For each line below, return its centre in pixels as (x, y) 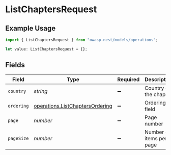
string (41, 91)
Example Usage (31, 28)
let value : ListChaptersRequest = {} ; (46, 49)
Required (128, 79)
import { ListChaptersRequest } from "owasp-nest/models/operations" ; (82, 40)
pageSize (18, 138)
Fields (15, 65)
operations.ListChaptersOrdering (73, 106)
